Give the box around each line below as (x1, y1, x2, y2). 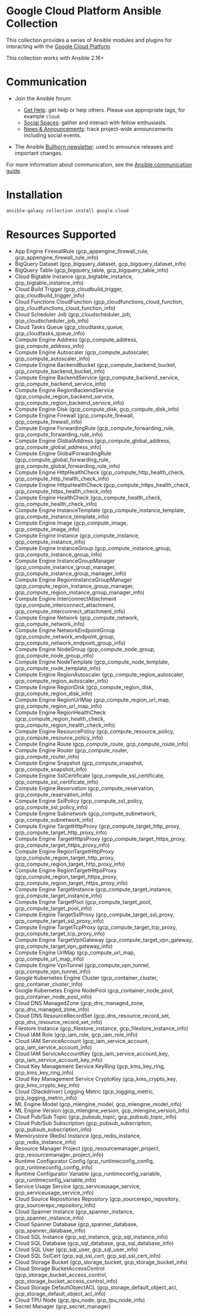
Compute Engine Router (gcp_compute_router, (14, 746, 129, 753)
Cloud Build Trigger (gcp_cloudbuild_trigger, (14, 285, 123, 293)
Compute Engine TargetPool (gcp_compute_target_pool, (14, 898, 152, 905)
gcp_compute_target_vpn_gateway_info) (14, 943, 113, 950)
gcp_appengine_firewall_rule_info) (14, 254, 99, 261)
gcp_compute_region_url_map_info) (14, 702, 102, 709)
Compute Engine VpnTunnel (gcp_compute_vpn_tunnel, (14, 962, 150, 969)
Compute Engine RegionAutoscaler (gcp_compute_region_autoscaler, (14, 671, 185, 678)
